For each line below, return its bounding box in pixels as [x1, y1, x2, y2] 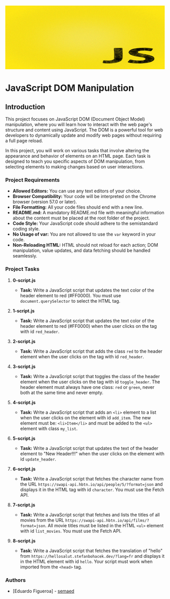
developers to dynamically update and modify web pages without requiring [5, 132, 162, 138]
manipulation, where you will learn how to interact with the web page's [5, 122, 153, 127]
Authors [5, 576, 26, 583]
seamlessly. [12, 253, 37, 259]
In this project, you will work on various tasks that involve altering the [5, 148, 149, 153]
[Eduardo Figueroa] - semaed [12, 588, 74, 594]
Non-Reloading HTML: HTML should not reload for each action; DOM [12, 242, 158, 248]
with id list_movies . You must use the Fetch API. [20, 528, 121, 534]
